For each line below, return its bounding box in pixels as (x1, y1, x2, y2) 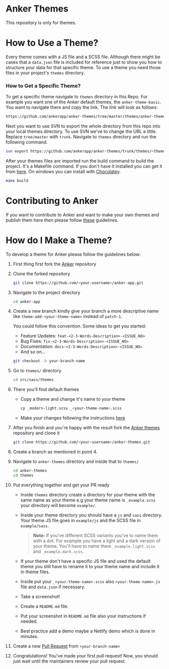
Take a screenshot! (20, 593, 60, 599)
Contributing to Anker (6, 195, 99, 206)
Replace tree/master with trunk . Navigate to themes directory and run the (6, 134, 156, 140)
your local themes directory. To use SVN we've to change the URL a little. (6, 128, 157, 134)
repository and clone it (13, 430, 60, 436)
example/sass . (20, 523, 49, 529)
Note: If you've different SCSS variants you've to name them (33, 532, 158, 538)
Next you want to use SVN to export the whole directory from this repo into (6, 123, 160, 129)
